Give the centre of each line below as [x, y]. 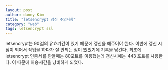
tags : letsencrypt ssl [29, 29]
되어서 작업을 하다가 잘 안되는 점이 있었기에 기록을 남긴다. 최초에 [78, 50]
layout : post [19, 10]
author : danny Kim [25, 15]
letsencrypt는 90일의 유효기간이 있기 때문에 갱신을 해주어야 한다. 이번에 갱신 [81, 44]
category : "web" [22, 24]
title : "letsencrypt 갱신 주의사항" [41, 19]
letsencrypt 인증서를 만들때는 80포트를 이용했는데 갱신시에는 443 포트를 [77, 56]
